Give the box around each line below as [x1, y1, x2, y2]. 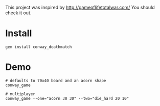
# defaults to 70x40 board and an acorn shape [5, 78, 106, 83]
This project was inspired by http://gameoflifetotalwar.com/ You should [5, 5, 155, 10]
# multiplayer [5, 91, 36, 96]
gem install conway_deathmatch [5, 44, 72, 49]
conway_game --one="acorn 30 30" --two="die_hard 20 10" [5, 96, 129, 101]
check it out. [5, 10, 32, 16]
